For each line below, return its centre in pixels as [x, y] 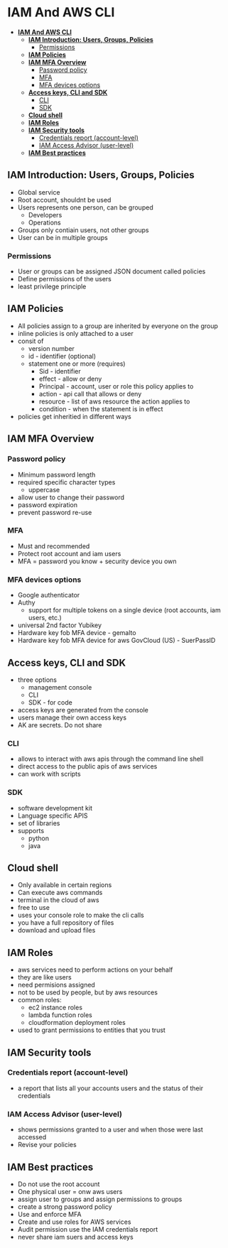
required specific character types [66, 482]
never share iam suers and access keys [75, 1237]
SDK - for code [50, 702]
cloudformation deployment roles [77, 1023]
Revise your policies [47, 1145]
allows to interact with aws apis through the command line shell [110, 759]
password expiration [48, 504]
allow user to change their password [71, 497]
